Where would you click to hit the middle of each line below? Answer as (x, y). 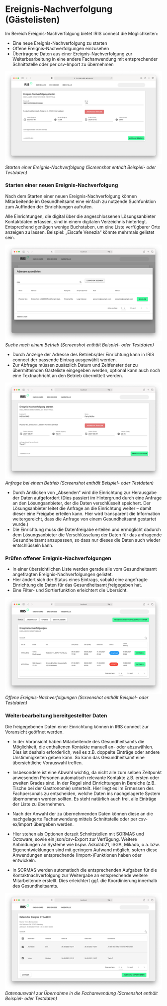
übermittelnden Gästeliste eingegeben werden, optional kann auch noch (86, 370)
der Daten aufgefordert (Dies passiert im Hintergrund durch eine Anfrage (87, 498)
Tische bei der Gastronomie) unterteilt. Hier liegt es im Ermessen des (83, 788)
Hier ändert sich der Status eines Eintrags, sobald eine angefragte (80, 580)
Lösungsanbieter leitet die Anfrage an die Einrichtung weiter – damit (82, 508)
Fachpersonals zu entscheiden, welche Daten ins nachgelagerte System (86, 793)
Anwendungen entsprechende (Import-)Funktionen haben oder (77, 855)
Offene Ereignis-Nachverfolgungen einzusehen (61, 48)
